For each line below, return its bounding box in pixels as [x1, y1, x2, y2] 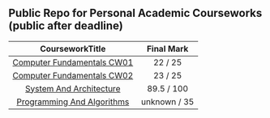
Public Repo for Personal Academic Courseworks [8, 6, 263, 20]
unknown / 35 [140, 96, 195, 107]
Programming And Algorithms [15, 96, 130, 107]
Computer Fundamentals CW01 [12, 57, 134, 68]
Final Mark [146, 43, 189, 54]
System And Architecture [25, 82, 121, 94]
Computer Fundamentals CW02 [12, 70, 134, 81]
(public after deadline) [8, 19, 123, 33]
